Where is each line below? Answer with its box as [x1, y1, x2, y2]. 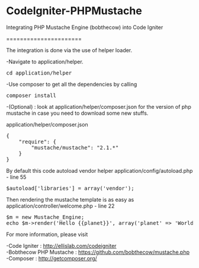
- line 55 [6, 173, 27, 180]
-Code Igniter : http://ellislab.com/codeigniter [6, 242, 117, 249]
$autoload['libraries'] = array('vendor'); [6, 185, 134, 192]
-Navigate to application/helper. [6, 58, 84, 65]
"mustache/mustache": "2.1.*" [31, 144, 119, 151]
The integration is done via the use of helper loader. [6, 46, 133, 54]
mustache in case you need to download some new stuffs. [6, 109, 149, 117]
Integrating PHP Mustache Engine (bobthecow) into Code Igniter [6, 24, 163, 31]
